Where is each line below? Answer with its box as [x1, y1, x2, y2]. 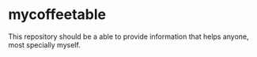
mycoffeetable [8, 6, 107, 24]
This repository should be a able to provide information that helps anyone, [8, 32, 249, 41]
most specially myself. [8, 40, 81, 49]
